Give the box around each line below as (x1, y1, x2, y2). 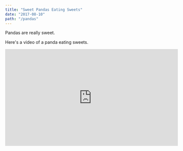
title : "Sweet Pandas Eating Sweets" (5, 7, 83, 12)
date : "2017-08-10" (5, 12, 45, 17)
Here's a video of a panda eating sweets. (5, 39, 89, 45)
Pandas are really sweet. (5, 30, 55, 36)
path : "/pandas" (5, 16, 38, 21)
